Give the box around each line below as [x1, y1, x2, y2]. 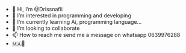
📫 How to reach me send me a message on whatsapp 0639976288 [11, 32, 181, 38]
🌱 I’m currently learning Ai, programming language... [11, 18, 142, 25]
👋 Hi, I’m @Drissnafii [11, 6, 63, 13]
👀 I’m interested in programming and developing [11, 12, 131, 19]
